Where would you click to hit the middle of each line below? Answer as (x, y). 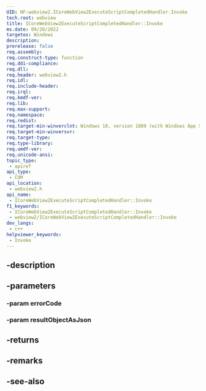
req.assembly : (25, 52)
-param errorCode (34, 303)
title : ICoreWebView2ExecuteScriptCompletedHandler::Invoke (85, 23)
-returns (23, 340)
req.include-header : (33, 87)
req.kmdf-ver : (25, 98)
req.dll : (17, 69)
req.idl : (17, 80)
